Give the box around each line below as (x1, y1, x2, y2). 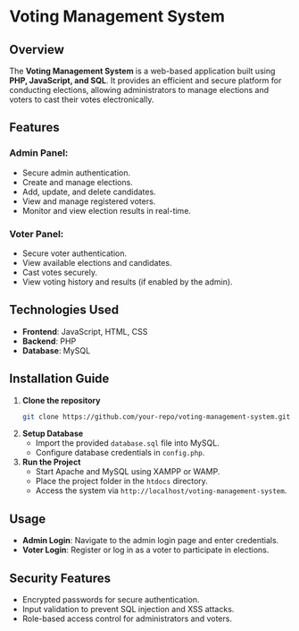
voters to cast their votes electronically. (9, 94, 154, 105)
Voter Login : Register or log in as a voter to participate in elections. (21, 544, 270, 556)
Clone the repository (21, 395, 101, 405)
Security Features (9, 570, 112, 585)
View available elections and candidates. (21, 257, 172, 268)
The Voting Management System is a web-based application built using (9, 65, 276, 76)
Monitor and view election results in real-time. (21, 205, 192, 216)
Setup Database (21, 428, 84, 439)
